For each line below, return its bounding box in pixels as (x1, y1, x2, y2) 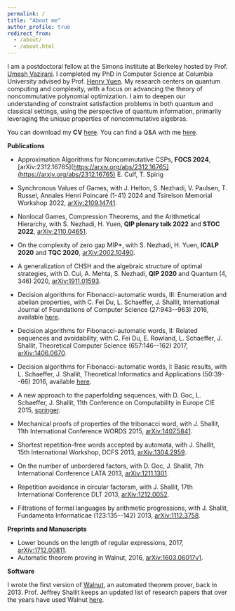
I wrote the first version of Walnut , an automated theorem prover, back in (7, 581, 217, 589)
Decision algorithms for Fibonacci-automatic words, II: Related (17, 327, 198, 334)
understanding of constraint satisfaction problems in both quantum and (7, 100, 213, 107)
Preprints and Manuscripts (7, 525, 87, 533)
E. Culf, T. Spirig (116, 170, 163, 178)
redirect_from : (7, 29, 52, 37)
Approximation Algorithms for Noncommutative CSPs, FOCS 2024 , (17, 155, 211, 164)
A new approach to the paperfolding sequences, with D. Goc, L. (17, 391, 201, 399)
